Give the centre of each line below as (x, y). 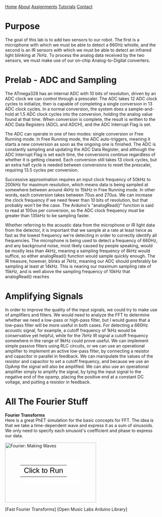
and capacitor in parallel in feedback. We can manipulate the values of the (79, 356)
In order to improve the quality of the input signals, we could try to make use (81, 310)
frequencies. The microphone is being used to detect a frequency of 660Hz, (81, 240)
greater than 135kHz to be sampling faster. (48, 215)
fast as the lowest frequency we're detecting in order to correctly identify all (81, 235)
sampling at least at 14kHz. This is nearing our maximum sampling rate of (78, 266)
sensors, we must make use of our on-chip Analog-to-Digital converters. (78, 60)
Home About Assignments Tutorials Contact (49, 7)
